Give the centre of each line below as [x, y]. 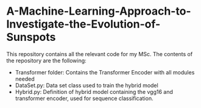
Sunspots [31, 37]
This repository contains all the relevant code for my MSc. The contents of [100, 54]
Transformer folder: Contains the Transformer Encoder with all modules [105, 72]
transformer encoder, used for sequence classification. [84, 98]
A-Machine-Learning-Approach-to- [99, 11]
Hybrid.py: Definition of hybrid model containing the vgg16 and [94, 92]
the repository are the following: [46, 60]
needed [25, 79]
